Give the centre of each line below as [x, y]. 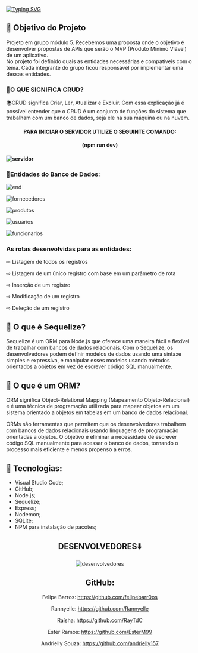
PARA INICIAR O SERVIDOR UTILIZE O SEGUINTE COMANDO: [100, 131]
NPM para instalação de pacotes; [56, 527]
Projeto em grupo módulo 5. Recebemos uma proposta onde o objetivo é [95, 42]
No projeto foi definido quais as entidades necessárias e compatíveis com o [99, 61]
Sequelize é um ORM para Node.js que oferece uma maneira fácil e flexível [98, 341]
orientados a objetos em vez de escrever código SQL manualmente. [89, 366]
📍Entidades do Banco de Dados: [53, 174]
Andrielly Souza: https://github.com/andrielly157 [100, 643]
